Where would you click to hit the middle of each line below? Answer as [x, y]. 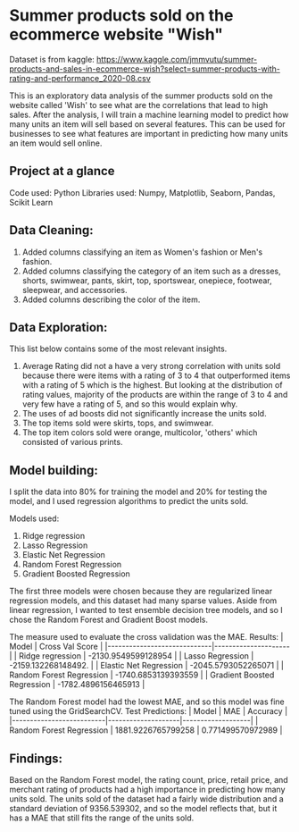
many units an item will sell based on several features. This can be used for [147, 124]
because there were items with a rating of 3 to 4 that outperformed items [156, 375]
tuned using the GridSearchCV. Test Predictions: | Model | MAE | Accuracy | [149, 711]
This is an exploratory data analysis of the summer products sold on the [141, 96]
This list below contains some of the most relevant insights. [118, 349]
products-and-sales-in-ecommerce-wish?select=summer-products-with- [145, 69]
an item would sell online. [56, 143]
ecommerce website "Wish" [116, 34]
